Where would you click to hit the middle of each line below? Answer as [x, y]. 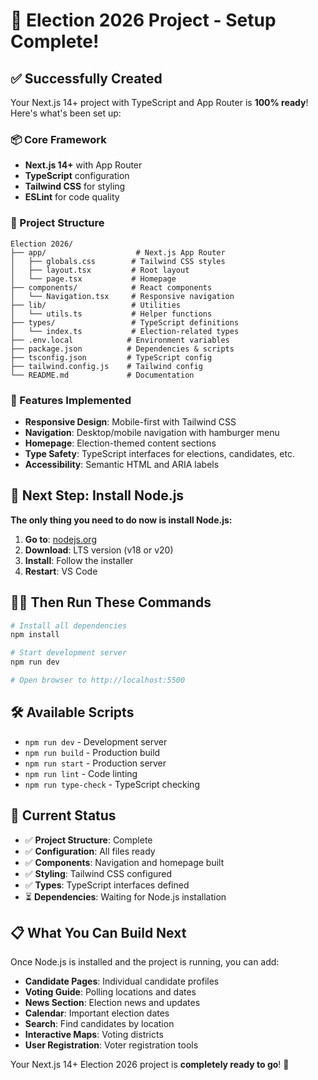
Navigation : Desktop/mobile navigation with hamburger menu [152, 432]
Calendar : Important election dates [97, 1013]
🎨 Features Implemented [71, 400]
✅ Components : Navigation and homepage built [124, 862]
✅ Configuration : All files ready [90, 851]
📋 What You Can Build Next [98, 932]
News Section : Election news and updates [112, 1003]
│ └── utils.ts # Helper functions [111, 314]
